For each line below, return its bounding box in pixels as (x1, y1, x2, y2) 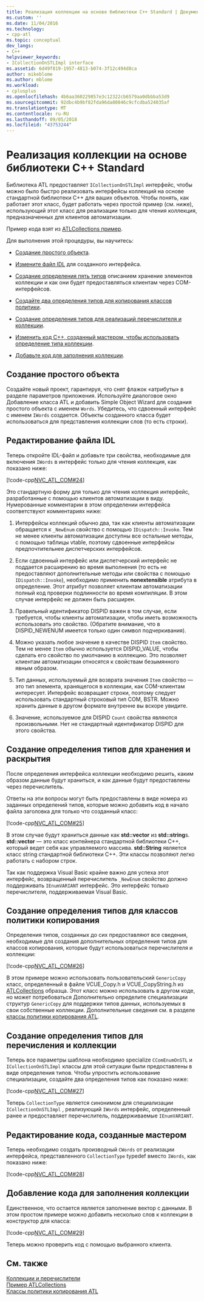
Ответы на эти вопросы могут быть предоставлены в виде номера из (6, 795, 188, 802)
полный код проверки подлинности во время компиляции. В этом (15, 589, 188, 596)
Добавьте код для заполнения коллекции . (15, 352, 124, 359)
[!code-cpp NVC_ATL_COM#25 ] (6, 819, 85, 827)
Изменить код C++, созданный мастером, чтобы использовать (15, 334, 180, 341)
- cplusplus (6, 88, 36, 94)
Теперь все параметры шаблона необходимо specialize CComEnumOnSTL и (6, 1056, 193, 1064)
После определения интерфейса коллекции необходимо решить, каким (6, 770, 194, 777)
